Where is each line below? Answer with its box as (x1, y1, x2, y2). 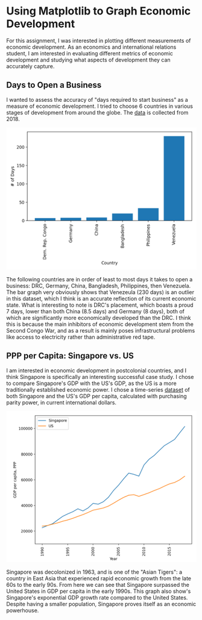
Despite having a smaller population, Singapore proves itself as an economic (6, 601, 197, 608)
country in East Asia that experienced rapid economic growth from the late (6, 575, 192, 582)
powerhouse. (6, 607, 39, 614)
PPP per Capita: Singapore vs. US (6, 351, 134, 361)
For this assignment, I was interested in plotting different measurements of (6, 37, 191, 44)
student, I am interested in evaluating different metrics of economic (6, 49, 174, 57)
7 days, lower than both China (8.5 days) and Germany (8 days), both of (6, 307, 185, 315)
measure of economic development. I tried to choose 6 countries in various (6, 102, 194, 110)
